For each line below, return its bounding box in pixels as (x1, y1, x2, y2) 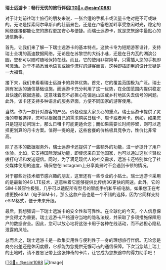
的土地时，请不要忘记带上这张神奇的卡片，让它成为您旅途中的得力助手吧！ (5, 250, 157, 255)
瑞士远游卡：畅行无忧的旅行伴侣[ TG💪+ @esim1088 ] (5, 5, 111, 10)
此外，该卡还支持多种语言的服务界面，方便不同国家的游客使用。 (5, 98, 135, 104)
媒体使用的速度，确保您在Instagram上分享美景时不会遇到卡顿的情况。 (9, 163, 151, 168)
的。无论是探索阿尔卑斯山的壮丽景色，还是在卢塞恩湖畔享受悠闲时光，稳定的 (5, 22, 161, 27)
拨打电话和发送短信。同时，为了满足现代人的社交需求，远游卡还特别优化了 (5, 156, 157, 162)
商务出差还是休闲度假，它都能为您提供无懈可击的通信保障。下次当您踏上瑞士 (5, 243, 161, 249)
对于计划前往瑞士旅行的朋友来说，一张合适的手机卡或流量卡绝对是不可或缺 (5, 15, 157, 21)
